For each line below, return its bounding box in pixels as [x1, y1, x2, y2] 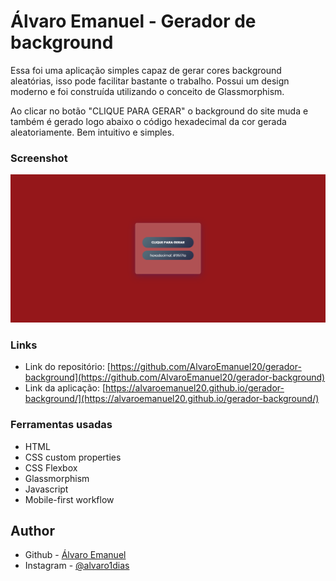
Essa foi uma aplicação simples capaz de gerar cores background [10, 64, 282, 76]
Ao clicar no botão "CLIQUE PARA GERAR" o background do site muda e [10, 105, 309, 117]
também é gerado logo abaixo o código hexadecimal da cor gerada [10, 115, 287, 127]
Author [10, 522, 55, 539]
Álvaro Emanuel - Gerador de [10, 10, 257, 33]
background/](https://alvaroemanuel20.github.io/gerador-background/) [24, 393, 320, 405]
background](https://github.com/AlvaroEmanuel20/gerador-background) [24, 371, 326, 384]
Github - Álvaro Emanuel [24, 549, 127, 561]
